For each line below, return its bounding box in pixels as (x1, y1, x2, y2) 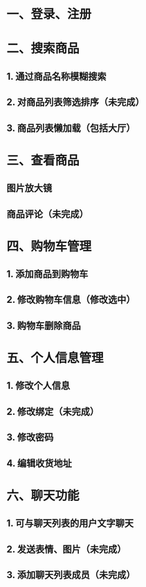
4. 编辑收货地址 (6, 457, 72, 469)
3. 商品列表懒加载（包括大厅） (6, 122, 136, 134)
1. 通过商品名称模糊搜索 (6, 70, 107, 82)
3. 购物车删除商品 (6, 320, 81, 331)
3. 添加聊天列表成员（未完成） (6, 569, 136, 581)
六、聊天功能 (6, 488, 80, 504)
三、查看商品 (6, 152, 80, 168)
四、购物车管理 (6, 238, 92, 254)
